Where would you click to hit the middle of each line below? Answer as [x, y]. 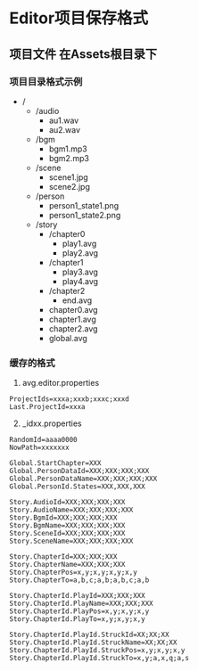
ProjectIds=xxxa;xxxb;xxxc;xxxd [69, 399]
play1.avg [79, 243]
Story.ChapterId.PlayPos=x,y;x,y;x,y [79, 611]
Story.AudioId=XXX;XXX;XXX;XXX [67, 503]
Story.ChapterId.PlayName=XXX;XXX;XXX [81, 604]
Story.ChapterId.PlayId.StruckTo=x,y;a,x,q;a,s [99, 659]
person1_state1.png [84, 205]
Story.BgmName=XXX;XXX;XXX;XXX [67, 526]
